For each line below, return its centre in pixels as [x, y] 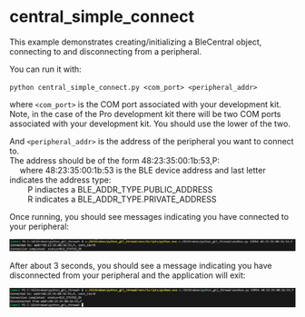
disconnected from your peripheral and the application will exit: [128, 275]
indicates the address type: [60, 180]
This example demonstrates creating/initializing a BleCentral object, [136, 42]
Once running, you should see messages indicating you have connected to [149, 216]
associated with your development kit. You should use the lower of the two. [150, 124]
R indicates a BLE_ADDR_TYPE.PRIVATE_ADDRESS [122, 199]
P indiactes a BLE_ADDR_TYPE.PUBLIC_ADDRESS [120, 189]
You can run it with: [45, 69]
